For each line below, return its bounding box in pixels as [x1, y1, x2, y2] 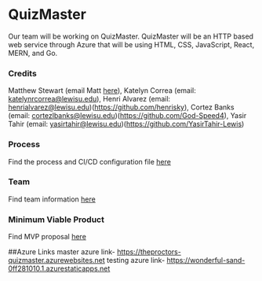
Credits [8, 68, 37, 79]
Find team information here [8, 194, 96, 204]
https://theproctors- [116, 247, 182, 257]
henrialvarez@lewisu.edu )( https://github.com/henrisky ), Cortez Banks [8, 102, 235, 112]
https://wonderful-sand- [166, 256, 246, 265]
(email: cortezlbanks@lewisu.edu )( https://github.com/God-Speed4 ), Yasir [8, 111, 247, 120]
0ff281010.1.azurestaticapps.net [8, 264, 111, 273]
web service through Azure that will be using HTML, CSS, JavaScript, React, [8, 39, 255, 49]
